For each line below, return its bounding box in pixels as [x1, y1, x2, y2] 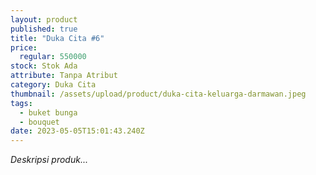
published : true [10, 24, 78, 34]
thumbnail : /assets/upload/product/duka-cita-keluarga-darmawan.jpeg [10, 89, 307, 99]
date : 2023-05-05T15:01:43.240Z [10, 126, 145, 136]
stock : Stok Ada [10, 61, 78, 71]
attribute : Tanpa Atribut [10, 71, 118, 81]
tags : [10, 98, 33, 108]
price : [10, 42, 38, 53]
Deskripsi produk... [10, 154, 88, 166]
